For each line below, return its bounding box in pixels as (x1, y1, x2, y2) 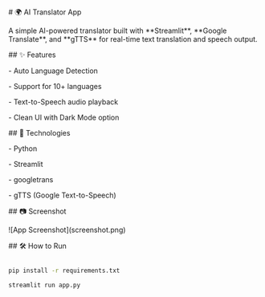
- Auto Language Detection (8, 66, 99, 75)
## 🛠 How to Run (8, 241, 67, 250)
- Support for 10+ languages (8, 82, 102, 91)
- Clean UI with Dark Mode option (8, 112, 120, 122)
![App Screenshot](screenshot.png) (8, 225, 126, 234)
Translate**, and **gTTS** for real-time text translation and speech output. (8, 35, 259, 43)
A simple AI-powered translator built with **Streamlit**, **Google (8, 26, 227, 35)
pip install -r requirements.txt (8, 266, 120, 275)
